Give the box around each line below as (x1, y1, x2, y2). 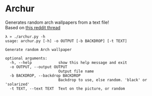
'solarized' (5, 82, 30, 87)
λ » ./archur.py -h (5, 34, 46, 39)
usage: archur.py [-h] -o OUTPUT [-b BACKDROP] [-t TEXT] (5, 38, 127, 44)
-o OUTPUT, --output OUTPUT (9, 64, 68, 69)
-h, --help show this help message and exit (9, 60, 127, 65)
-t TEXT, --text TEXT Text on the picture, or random (9, 86, 125, 91)
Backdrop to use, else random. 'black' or (58, 77, 148, 82)
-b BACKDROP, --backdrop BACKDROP (9, 73, 81, 78)
